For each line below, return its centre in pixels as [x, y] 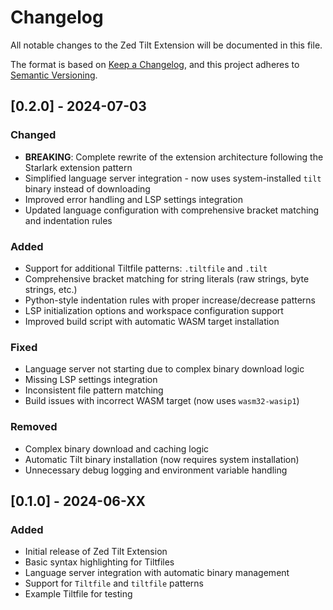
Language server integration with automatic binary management [157, 573]
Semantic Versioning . [54, 75]
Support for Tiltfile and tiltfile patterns [114, 583]
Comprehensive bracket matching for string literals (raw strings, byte [167, 278]
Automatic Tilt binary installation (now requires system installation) [162, 459]
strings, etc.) [51, 289]
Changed [33, 135]
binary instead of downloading [87, 188]
